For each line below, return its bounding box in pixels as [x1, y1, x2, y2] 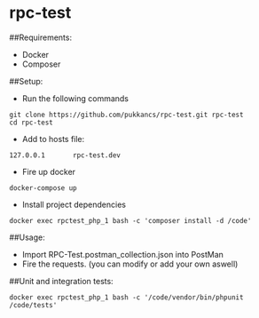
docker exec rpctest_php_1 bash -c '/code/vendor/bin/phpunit [9, 292, 244, 302]
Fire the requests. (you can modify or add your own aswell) [21, 258, 239, 269]
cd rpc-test [9, 118, 53, 127]
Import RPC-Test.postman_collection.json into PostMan [21, 249, 224, 259]
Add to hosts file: [21, 133, 85, 144]
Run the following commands [21, 92, 129, 104]
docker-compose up [9, 183, 77, 193]
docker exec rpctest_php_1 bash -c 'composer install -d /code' [9, 216, 252, 225]
